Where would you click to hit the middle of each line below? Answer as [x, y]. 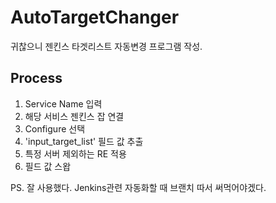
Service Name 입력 [63, 103]
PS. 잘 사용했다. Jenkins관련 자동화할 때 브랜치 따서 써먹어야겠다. [138, 187]
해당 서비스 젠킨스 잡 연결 [74, 116]
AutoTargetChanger [95, 17]
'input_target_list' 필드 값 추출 [84, 141]
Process [36, 78]
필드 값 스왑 [48, 166]
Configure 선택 [55, 128]
